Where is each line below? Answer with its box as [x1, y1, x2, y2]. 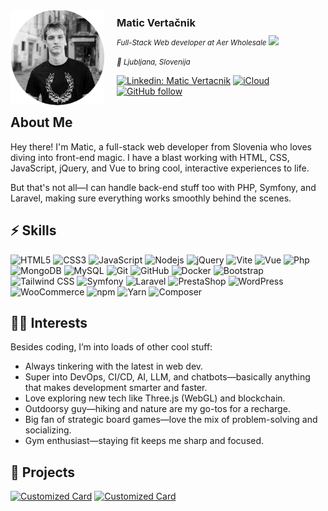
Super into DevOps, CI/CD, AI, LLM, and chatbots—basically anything [24, 371, 311, 383]
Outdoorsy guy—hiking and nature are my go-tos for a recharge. [24, 403, 291, 415]
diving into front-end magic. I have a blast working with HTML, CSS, [10, 151, 290, 163]
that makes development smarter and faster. [24, 382, 208, 394]
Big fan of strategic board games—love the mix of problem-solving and [24, 414, 318, 426]
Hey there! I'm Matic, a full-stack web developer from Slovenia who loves [10, 140, 312, 153]
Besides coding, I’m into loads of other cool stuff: [10, 341, 213, 353]
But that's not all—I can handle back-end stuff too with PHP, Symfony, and [10, 181, 317, 193]
